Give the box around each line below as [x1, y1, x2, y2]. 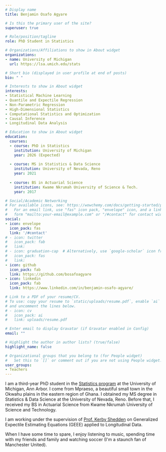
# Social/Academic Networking [5, 198, 68, 203]
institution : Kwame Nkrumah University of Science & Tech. [14, 185, 138, 190]
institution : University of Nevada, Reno [14, 166, 100, 171]
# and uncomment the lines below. [5, 303, 77, 309]
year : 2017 [14, 189, 37, 194]
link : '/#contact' [9, 230, 48, 235]
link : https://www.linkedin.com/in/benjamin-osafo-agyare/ [9, 286, 134, 290]
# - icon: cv [5, 308, 32, 313]
